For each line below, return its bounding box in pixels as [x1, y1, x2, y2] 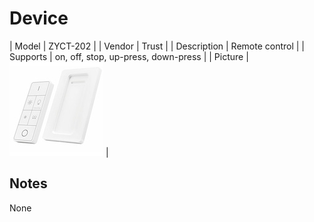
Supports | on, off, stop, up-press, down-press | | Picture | [9, 50, 249, 62]
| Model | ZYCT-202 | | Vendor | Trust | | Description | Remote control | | [9, 40, 306, 52]
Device [9, 7, 69, 30]
